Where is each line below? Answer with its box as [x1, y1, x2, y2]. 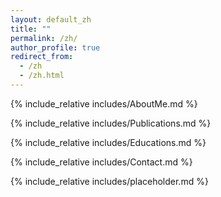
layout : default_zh [10, 14, 92, 25]
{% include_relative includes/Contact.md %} [10, 156, 193, 168]
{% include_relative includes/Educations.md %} [10, 136, 207, 148]
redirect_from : [10, 52, 74, 62]
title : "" [10, 24, 52, 34]
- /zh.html [19, 71, 65, 81]
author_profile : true [10, 42, 101, 53]
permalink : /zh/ [10, 33, 78, 43]
